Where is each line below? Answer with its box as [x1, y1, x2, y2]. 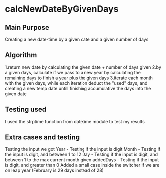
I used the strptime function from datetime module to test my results [5, 118, 145, 124]
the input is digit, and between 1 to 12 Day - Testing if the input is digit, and [5, 151, 158, 158]
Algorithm [5, 51, 37, 59]
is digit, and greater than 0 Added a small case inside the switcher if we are [5, 162, 160, 168]
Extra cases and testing [5, 133, 80, 142]
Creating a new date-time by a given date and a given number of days [5, 36, 149, 42]
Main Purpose [5, 23, 50, 32]
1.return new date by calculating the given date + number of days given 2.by [5, 64, 162, 70]
